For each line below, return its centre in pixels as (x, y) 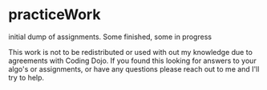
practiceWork (55, 15)
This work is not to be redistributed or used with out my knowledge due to (130, 52)
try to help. (26, 77)
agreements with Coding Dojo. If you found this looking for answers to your (132, 61)
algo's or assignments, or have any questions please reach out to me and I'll (134, 68)
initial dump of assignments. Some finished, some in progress (110, 37)
